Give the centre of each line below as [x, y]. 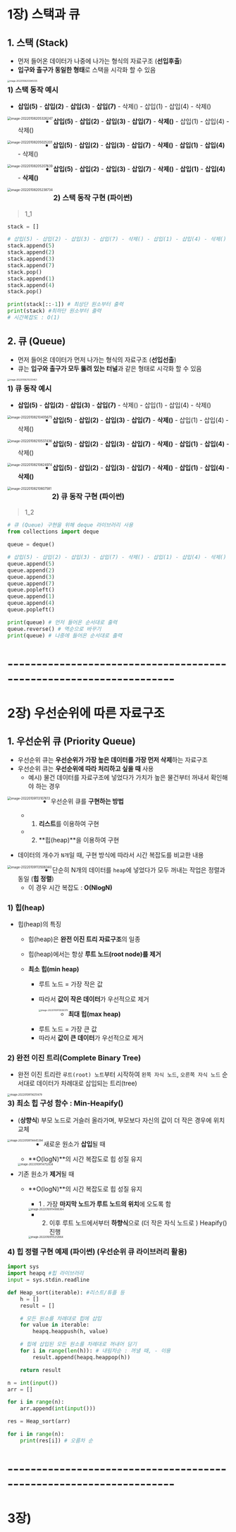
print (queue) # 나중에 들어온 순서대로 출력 [65, 635]
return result [41, 1370]
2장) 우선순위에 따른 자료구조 [86, 713]
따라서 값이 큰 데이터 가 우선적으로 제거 [91, 1038]
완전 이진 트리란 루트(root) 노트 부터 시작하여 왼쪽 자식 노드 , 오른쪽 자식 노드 [119, 1074]
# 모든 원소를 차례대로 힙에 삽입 [61, 1318]
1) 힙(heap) [26, 907]
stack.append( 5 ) [31, 246]
